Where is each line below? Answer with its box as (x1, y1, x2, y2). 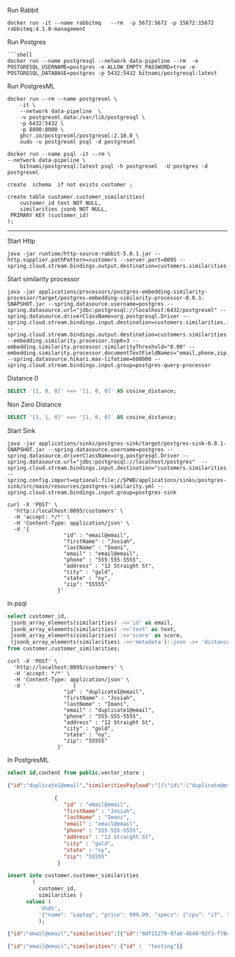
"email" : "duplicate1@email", (63, 707, 155, 714)
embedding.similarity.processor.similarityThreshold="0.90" (7, 343, 187, 350)
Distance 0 (7, 374, 38, 382)
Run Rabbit (7, 6, 39, 14)
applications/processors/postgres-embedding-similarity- (38, 288, 208, 295)
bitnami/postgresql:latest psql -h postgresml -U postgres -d (20, 163, 208, 170)
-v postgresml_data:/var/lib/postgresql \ (20, 114, 145, 121)
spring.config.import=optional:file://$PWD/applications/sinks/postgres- (7, 476, 227, 483)
